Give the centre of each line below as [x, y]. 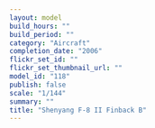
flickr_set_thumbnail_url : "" [66, 69]
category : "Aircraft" [50, 43]
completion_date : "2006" [56, 51]
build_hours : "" [40, 26]
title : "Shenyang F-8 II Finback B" [78, 110]
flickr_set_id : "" [44, 59]
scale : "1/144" [38, 93]
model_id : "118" [40, 77]
